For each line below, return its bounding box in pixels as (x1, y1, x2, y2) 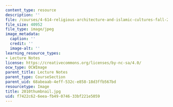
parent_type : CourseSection (5, 75, 66, 80)
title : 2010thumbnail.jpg (5, 88, 61, 94)
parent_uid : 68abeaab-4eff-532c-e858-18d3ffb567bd (5, 79, 116, 84)
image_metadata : (5, 31, 40, 37)
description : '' (5, 12, 40, 17)
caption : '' (10, 37, 36, 42)
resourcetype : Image (5, 84, 50, 89)
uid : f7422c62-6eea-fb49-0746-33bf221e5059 (5, 94, 100, 99)
